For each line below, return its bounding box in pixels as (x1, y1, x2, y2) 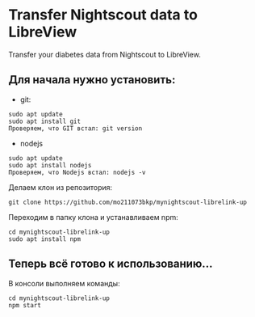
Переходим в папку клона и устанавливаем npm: (8, 212, 179, 222)
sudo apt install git (8, 117, 82, 125)
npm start (8, 301, 42, 309)
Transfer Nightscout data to (8, 6, 198, 24)
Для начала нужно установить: (8, 73, 176, 87)
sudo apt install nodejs (8, 161, 92, 169)
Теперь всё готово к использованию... (8, 257, 213, 271)
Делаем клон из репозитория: (8, 182, 113, 192)
